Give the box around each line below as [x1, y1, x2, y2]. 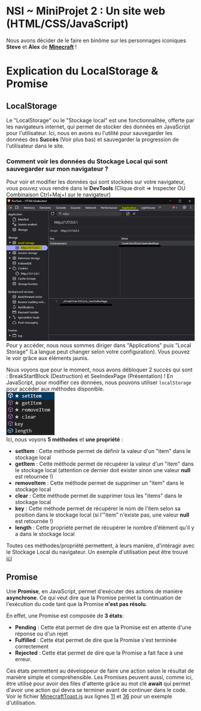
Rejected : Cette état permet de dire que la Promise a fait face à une [14, 649, 184, 656]
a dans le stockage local [14, 530, 75, 538]
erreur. [14, 656, 32, 663]
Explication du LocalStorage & [6, 64, 159, 78]
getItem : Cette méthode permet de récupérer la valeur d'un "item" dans [14, 460, 194, 467]
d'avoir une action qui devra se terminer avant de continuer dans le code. [6, 686, 187, 694]
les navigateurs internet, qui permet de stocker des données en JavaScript [6, 123, 190, 130]
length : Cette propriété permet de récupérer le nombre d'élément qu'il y [14, 524, 194, 531]
